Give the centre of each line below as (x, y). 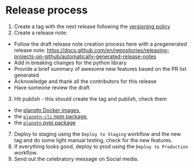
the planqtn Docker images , (47, 110)
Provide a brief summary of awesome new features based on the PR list (100, 68)
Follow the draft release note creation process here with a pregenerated (101, 44)
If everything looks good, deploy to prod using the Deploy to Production (101, 146)
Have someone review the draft (52, 87)
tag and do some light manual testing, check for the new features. (93, 140)
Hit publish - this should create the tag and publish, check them (90, 99)
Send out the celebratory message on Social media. (76, 159)
